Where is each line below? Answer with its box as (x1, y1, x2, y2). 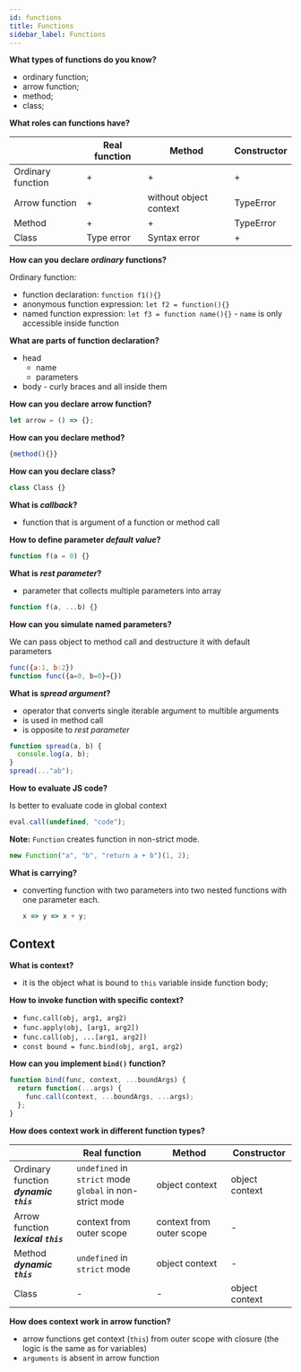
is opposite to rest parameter (21, 724, 130, 735)
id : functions (9, 13, 63, 22)
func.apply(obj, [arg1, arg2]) (21, 1024, 140, 1033)
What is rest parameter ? (9, 567, 102, 579)
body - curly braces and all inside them (21, 381, 168, 392)
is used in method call (21, 714, 104, 725)
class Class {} (9, 484, 66, 493)
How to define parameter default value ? (9, 535, 161, 545)
